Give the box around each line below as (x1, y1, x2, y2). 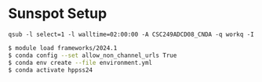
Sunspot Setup (8, 5, 107, 23)
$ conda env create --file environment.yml (8, 59, 153, 66)
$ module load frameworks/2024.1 (8, 44, 118, 52)
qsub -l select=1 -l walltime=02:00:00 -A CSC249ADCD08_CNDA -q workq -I (8, 30, 255, 38)
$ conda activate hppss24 (8, 66, 93, 74)
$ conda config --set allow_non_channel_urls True (8, 52, 177, 59)
